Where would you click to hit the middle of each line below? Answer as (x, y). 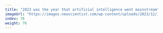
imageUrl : (15, 14)
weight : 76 (16, 23)
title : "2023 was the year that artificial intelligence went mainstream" (82, 9)
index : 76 (15, 18)
